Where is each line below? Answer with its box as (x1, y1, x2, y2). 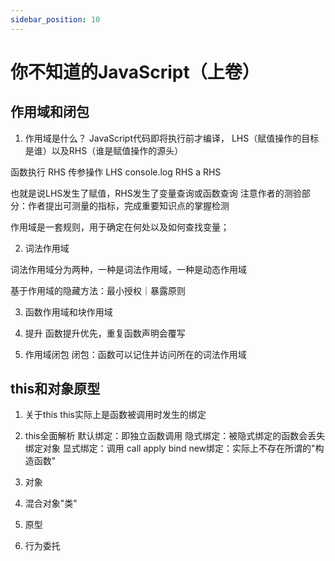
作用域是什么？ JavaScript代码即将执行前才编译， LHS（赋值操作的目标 (24, 132, 320, 144)
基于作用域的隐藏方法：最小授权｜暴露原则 (10, 284, 186, 296)
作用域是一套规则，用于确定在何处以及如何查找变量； (10, 221, 230, 233)
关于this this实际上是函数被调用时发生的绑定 (24, 409, 207, 421)
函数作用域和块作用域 (24, 306, 113, 318)
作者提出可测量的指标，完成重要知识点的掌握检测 (27, 199, 230, 211)
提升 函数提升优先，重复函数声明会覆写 (24, 327, 186, 339)
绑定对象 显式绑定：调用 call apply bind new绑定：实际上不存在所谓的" (24, 442, 316, 455)
